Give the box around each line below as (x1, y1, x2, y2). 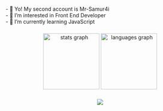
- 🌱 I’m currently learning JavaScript (5, 18, 95, 26)
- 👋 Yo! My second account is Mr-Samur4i (5, 5, 110, 13)
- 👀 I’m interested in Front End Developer (5, 12, 106, 19)
